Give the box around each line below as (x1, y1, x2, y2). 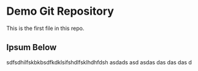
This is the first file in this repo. (6, 24, 85, 32)
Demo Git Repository (6, 4, 115, 18)
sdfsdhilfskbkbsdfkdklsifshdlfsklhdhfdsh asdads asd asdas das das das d (6, 58, 192, 65)
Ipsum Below (6, 42, 57, 53)
